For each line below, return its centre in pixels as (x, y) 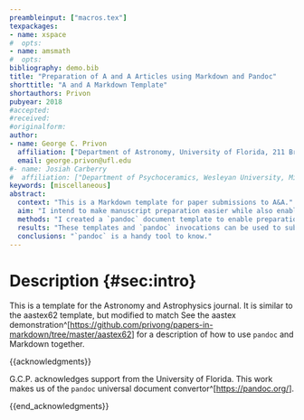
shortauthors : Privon (50, 93)
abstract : (28, 194)
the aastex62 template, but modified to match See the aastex (123, 315)
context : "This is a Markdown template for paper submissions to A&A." (156, 203)
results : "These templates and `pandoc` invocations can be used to (149, 228)
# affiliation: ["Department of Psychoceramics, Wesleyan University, (147, 177)
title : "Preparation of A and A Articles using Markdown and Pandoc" (143, 77)
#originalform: (38, 127)
